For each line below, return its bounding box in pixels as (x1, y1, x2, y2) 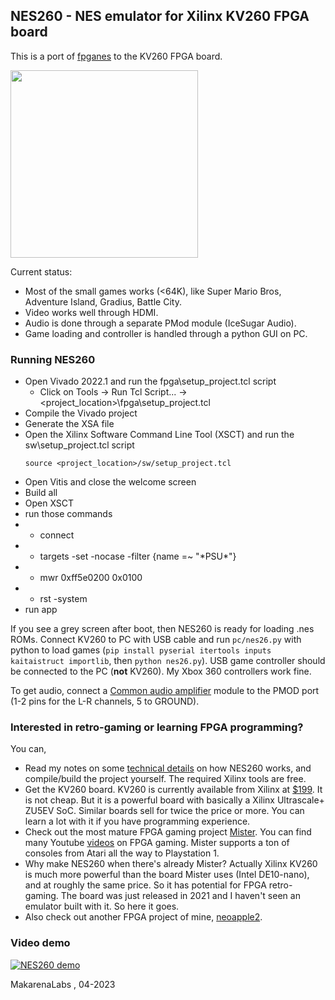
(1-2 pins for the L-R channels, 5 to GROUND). (10, 695, 200, 708)
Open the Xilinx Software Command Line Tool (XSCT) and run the (24, 429, 295, 441)
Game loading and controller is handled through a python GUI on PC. (24, 327, 308, 339)
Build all (24, 487, 58, 499)
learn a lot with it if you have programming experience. (24, 815, 251, 828)
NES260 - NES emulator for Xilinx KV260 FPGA (10, 8, 310, 25)
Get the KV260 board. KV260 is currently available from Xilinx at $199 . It (24, 784, 323, 796)
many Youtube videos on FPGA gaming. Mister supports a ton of (24, 837, 290, 849)
